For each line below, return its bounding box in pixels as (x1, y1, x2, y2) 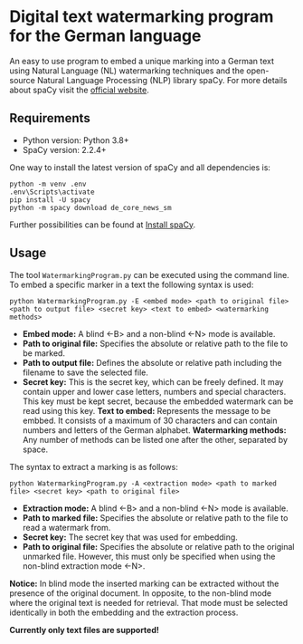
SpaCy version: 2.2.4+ (22, 144, 107, 155)
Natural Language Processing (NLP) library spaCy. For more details (37, 74, 288, 85)
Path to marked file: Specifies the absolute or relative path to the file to (22, 512, 289, 523)
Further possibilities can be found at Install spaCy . (9, 219, 196, 230)
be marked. (22, 347, 66, 359)
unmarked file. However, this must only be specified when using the (22, 551, 276, 562)
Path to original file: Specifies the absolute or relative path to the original (22, 541, 295, 552)
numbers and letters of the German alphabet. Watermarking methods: (22, 424, 287, 436)
